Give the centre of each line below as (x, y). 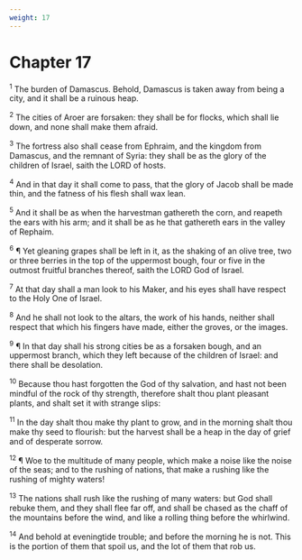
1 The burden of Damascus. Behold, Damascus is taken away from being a (147, 88)
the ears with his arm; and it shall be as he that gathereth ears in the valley (147, 222)
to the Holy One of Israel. (56, 298)
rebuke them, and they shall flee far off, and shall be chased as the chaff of (149, 508)
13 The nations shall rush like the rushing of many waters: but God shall (141, 498)
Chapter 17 (50, 62)
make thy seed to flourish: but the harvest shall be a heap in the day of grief (150, 431)
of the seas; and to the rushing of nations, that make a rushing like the (139, 470)
